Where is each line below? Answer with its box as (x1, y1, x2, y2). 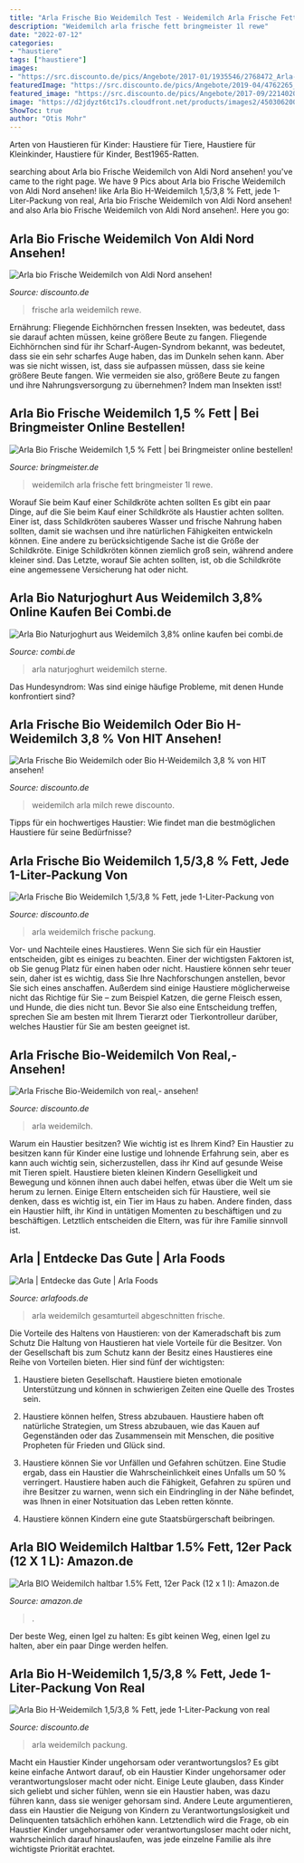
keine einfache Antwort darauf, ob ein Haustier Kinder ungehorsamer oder (9, 1767, 287, 1778)
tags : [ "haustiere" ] (9, 55, 88, 64)
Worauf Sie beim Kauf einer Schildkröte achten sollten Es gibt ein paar (9, 496, 271, 507)
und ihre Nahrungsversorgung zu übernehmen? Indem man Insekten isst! (9, 379, 282, 390)
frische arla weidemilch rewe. (31, 304, 142, 315)
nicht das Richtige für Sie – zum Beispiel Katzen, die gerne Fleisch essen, (9, 993, 283, 1004)
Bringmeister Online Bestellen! (9, 420, 185, 436)
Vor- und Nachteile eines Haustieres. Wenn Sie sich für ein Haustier (9, 944, 261, 956)
